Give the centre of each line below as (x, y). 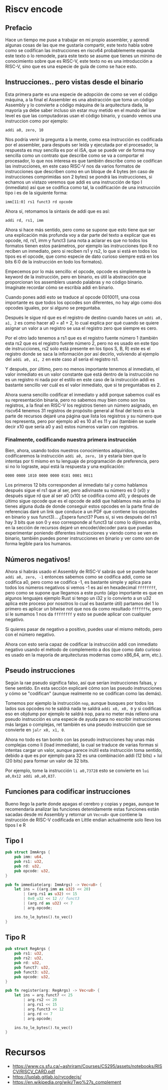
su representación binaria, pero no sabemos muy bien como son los (75, 400)
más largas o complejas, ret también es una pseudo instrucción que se (78, 724)
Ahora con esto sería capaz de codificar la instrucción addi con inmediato (81, 644)
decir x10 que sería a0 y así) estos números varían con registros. (72, 426)
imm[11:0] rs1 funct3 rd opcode (39, 202)
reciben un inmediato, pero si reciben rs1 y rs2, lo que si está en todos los (81, 251)
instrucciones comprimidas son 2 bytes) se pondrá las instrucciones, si (79, 177)
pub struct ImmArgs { (28, 852)
